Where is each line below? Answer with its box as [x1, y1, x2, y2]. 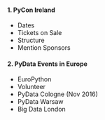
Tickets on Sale [17, 29, 62, 37]
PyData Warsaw [17, 98, 64, 106]
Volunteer [17, 83, 46, 91]
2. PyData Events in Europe [7, 60, 87, 68]
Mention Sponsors [17, 44, 71, 52]
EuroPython [17, 75, 52, 84]
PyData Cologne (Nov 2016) [17, 90, 98, 98]
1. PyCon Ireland [7, 6, 56, 14]
